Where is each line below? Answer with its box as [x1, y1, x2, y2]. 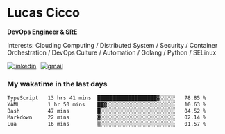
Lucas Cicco [7, 5, 81, 21]
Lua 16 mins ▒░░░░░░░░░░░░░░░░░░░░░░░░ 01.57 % [7, 120, 207, 127]
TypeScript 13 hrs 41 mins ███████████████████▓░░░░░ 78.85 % [7, 95, 207, 102]
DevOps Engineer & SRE [7, 28, 78, 36]
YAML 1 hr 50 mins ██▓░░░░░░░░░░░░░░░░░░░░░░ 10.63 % [7, 102, 207, 108]
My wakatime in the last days [7, 79, 108, 88]
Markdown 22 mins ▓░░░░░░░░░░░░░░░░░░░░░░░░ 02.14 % [7, 114, 207, 121]
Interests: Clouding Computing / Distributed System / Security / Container [7, 41, 218, 49]
